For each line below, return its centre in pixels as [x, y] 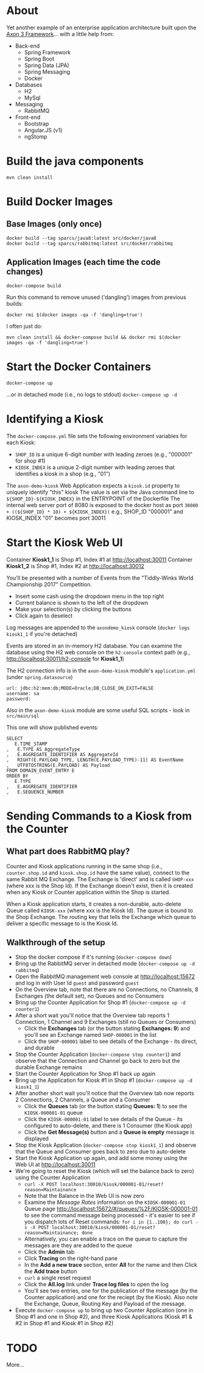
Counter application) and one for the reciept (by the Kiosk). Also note [111, 1297]
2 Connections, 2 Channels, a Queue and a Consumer [83, 1100]
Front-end [28, 117]
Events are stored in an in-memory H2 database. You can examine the [94, 646]
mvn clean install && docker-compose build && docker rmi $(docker [94, 337]
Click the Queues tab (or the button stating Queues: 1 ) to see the [106, 1106]
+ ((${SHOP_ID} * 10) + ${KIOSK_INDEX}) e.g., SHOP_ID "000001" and [95, 511]
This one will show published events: [52, 727]
